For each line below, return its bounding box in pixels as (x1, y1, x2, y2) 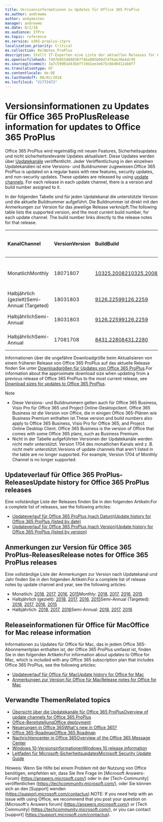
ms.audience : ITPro (5, 30, 45, 35)
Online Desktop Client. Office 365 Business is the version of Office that (12, 425, 154, 431)
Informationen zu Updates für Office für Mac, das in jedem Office (5, 642, 135, 647)
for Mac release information (5, 628, 91, 637)
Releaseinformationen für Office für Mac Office (5, 621, 149, 629)
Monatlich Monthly (7, 270, 49, 276)
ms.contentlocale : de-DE (5, 71, 55, 76)
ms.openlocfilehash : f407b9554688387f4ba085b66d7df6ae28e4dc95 (5, 57, 136, 62)
